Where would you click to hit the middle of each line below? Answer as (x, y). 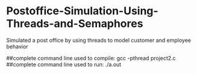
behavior (17, 47)
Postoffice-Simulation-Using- (82, 11)
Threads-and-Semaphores (75, 24)
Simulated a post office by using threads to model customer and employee (99, 40)
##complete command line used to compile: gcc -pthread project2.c (91, 58)
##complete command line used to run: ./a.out (64, 64)
